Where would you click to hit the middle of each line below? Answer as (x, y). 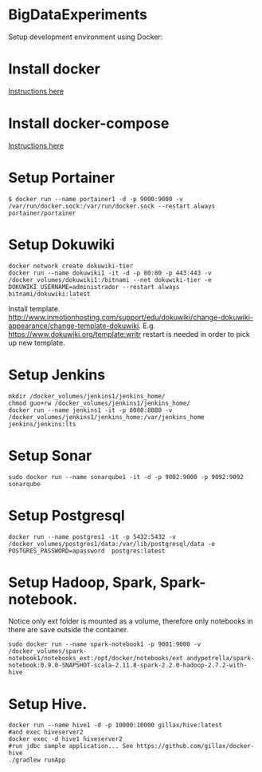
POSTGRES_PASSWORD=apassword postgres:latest (87, 551)
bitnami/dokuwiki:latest (49, 294)
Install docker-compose (89, 123)
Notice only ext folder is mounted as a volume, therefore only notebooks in (131, 621)
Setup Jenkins (57, 375)
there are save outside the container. (68, 630)
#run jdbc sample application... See (71, 746)
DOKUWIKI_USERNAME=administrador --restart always (94, 287)
